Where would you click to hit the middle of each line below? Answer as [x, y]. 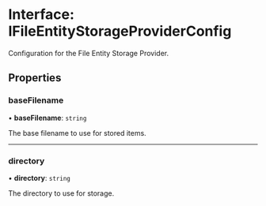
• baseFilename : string [47, 118]
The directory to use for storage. [61, 193]
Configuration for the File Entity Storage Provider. [88, 53]
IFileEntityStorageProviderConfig [120, 31]
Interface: [42, 15]
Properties [35, 78]
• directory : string [40, 178]
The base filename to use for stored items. [77, 133]
